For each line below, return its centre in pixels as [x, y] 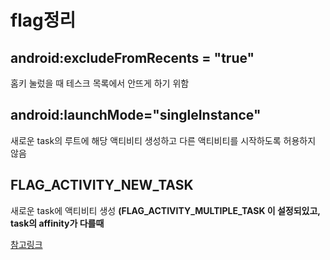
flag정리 [43, 20]
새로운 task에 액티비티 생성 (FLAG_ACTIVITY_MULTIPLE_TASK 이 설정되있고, [165, 210]
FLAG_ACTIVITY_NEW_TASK [102, 185]
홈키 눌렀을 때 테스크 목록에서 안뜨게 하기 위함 [100, 83]
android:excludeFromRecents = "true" [132, 57]
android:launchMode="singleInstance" [136, 115]
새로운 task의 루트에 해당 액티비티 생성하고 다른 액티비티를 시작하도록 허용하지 [163, 140]
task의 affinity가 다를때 [57, 223]
